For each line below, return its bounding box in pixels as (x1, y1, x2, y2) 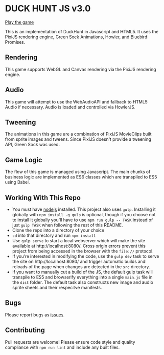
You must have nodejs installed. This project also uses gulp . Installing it (12, 206, 156, 212)
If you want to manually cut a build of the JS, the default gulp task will (12, 269, 153, 275)
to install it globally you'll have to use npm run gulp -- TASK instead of (12, 217, 153, 223)
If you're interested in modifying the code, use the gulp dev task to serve (12, 254, 159, 259)
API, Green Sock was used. (5, 142, 60, 148)
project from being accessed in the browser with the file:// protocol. (12, 248, 154, 254)
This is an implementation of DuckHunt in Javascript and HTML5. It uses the (5, 28, 159, 34)
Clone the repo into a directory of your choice (12, 228, 104, 233)
